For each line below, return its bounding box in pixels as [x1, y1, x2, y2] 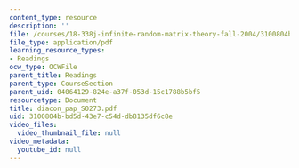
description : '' [9, 21, 69, 30]
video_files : [9, 121, 58, 130]
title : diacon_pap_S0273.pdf [9, 104, 117, 113]
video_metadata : [9, 137, 69, 146]
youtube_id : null [17, 145, 82, 154]
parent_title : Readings [9, 71, 98, 80]
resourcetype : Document [9, 95, 98, 105]
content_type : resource [9, 12, 98, 22]
